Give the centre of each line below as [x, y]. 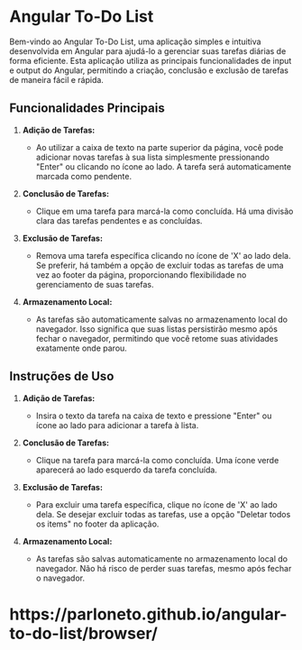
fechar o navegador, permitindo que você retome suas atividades [157, 338]
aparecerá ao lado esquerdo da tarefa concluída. [127, 470]
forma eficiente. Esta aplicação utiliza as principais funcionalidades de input [151, 60]
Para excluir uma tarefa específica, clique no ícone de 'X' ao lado [156, 504]
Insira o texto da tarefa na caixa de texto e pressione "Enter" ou [154, 416]
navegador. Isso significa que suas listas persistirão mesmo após [156, 329]
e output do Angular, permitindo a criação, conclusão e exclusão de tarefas [149, 70]
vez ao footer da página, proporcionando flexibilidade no [141, 275]
